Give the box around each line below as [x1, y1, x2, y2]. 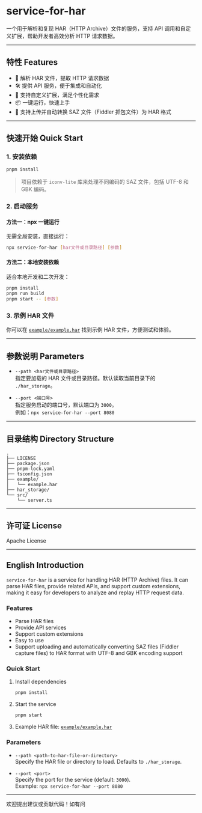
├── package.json [6, 461, 50, 467]
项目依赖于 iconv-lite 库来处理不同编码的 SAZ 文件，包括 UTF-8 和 [20, 178, 189, 186]
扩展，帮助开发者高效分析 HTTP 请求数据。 [11, 32, 118, 40]
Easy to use [14, 636, 44, 644]
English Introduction [6, 560, 84, 570]
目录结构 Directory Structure [6, 434, 114, 444]
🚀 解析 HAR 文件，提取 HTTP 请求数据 [14, 74, 109, 82]
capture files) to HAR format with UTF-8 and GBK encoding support [14, 649, 183, 656]
